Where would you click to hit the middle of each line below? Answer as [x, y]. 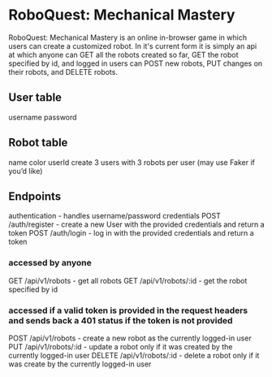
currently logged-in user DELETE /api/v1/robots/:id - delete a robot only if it [134, 355]
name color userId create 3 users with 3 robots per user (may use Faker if [132, 162]
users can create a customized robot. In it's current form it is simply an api [133, 45]
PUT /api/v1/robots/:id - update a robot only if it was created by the [121, 346]
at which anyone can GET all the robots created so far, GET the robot [123, 54]
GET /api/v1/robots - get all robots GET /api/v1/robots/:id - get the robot [128, 280]
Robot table [38, 143]
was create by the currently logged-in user [80, 364]
